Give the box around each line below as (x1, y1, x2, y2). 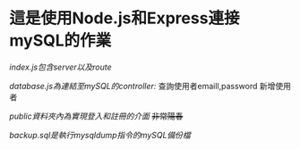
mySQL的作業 (9, 30, 112, 51)
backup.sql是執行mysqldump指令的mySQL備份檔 (9, 129, 191, 140)
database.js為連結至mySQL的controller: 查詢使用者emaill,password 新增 (9, 80, 276, 91)
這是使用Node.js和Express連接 (9, 8, 240, 29)
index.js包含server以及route (9, 62, 112, 72)
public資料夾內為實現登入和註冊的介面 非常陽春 (9, 111, 184, 121)
